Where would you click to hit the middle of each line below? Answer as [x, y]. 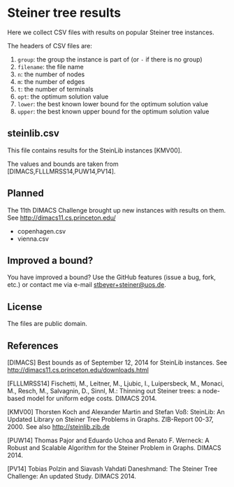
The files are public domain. [47, 324]
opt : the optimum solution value [63, 97]
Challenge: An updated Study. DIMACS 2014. [72, 476]
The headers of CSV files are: [50, 45]
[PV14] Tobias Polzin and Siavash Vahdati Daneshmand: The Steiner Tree [112, 469]
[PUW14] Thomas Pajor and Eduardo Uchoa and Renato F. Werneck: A [108, 440]
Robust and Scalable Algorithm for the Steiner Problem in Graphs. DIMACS [114, 448]
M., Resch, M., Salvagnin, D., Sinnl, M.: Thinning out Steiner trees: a [104, 391]
